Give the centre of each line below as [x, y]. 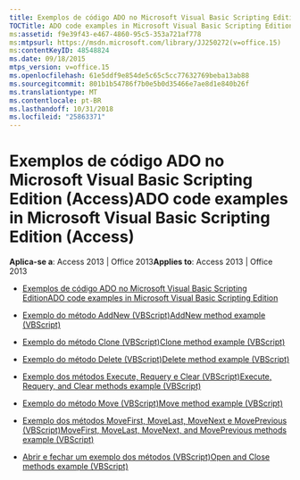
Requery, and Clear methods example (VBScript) [112, 386]
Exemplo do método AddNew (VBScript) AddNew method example [144, 315]
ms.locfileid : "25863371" [57, 117]
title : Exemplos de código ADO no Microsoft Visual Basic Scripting [139, 17]
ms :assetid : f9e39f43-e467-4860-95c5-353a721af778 [105, 34]
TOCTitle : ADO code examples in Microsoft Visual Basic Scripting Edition [151, 26]
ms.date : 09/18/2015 [48, 59]
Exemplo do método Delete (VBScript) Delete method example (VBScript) [156, 360]
